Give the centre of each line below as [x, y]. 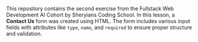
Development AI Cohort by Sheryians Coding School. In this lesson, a [90, 15]
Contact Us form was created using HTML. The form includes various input [98, 21]
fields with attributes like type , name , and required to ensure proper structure [99, 27]
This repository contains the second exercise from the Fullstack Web [90, 9]
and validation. [24, 34]
